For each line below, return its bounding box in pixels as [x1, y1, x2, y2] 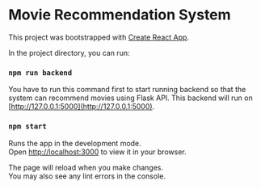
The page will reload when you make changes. [8, 162, 164, 172]
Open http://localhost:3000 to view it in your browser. [8, 147, 187, 157]
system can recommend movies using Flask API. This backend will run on [8, 93, 253, 103]
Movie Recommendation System [8, 6, 232, 24]
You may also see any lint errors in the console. [8, 171, 166, 181]
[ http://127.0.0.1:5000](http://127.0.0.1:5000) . [8, 102, 155, 111]
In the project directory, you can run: [8, 48, 130, 57]
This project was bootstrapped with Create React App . [8, 32, 190, 42]
